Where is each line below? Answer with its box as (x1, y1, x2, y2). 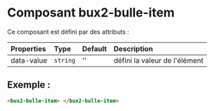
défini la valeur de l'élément (113, 55, 204, 65)
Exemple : (7, 79, 51, 91)
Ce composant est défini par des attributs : (7, 28, 130, 36)
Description (113, 43, 154, 53)
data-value (10, 55, 48, 65)
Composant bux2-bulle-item (7, 5, 175, 21)
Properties (10, 43, 46, 53)
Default (82, 43, 107, 53)
